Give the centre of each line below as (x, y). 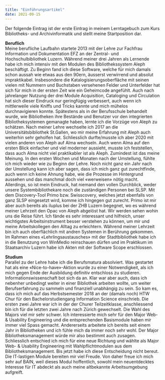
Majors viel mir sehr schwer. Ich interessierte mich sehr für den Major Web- (82, 314)
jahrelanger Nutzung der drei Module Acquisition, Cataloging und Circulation (82, 95)
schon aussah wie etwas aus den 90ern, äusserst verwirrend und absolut (79, 74)
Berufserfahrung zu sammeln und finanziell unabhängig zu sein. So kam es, (82, 288)
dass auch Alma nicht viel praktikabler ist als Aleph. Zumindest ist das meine (82, 153)
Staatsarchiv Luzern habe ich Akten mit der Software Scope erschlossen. (79, 247)
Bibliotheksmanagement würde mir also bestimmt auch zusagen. (70, 335)
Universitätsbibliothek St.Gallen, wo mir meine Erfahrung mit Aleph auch (78, 132)
